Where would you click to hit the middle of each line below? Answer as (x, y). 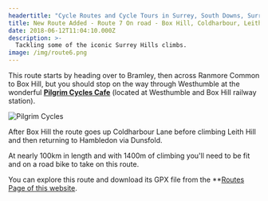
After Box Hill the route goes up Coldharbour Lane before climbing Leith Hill (132, 132)
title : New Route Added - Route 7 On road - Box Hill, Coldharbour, (124, 23)
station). (22, 101)
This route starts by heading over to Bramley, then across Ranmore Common (134, 75)
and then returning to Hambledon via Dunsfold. (85, 140)
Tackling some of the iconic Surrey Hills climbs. (101, 45)
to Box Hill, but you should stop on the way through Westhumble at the (124, 84)
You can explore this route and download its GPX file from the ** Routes (126, 179)
